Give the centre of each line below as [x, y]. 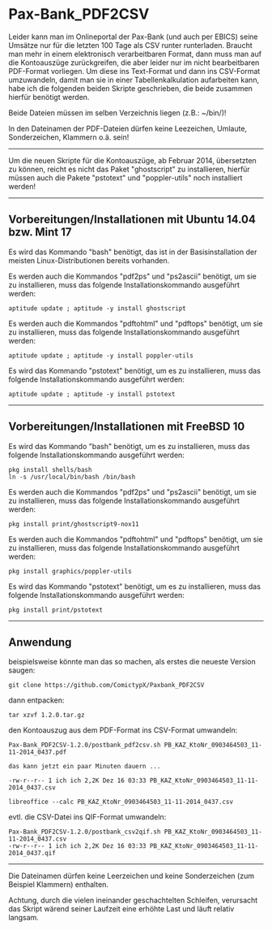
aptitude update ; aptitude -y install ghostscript [97, 308]
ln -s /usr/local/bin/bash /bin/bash [72, 477]
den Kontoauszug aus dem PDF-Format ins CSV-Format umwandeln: [123, 730]
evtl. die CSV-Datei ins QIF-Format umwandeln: [87, 817]
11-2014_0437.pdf [38, 752]
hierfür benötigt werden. [49, 97]
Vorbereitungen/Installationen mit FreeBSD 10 [127, 427]
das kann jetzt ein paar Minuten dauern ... [85, 767]
